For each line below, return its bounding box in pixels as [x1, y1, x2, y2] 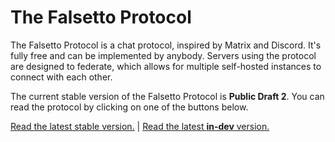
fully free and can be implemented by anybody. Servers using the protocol [10, 49, 317, 61]
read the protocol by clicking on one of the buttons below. [10, 101, 249, 113]
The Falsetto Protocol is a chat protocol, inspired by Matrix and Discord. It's [10, 39, 322, 51]
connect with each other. [10, 71, 113, 83]
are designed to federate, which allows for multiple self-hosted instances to [10, 60, 322, 72]
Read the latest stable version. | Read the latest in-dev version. [10, 120, 270, 132]
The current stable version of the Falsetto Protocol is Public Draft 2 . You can [10, 90, 325, 102]
